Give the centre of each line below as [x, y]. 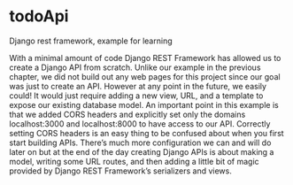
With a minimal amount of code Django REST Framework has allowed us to [145, 58]
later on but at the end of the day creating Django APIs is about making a [142, 151]
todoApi [39, 16]
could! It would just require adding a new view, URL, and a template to [136, 96]
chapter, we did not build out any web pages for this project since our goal [145, 76]
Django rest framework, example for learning [91, 41]
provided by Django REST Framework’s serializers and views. [121, 171]
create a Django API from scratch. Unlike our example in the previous [135, 67]
